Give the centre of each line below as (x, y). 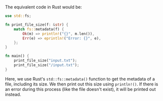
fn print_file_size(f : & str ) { (37, 25)
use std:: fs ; (18, 16)
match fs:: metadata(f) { (39, 29)
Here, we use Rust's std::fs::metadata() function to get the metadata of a (80, 79)
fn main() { (17, 56)
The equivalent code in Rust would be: (44, 7)
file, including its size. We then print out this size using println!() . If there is (81, 84)
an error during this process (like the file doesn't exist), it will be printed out (81, 89)
